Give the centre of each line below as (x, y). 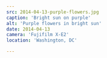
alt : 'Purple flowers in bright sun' (54, 23)
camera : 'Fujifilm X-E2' (38, 35)
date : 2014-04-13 (28, 29)
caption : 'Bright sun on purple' (49, 18)
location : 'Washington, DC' (42, 40)
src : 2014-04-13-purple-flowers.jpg (53, 12)
